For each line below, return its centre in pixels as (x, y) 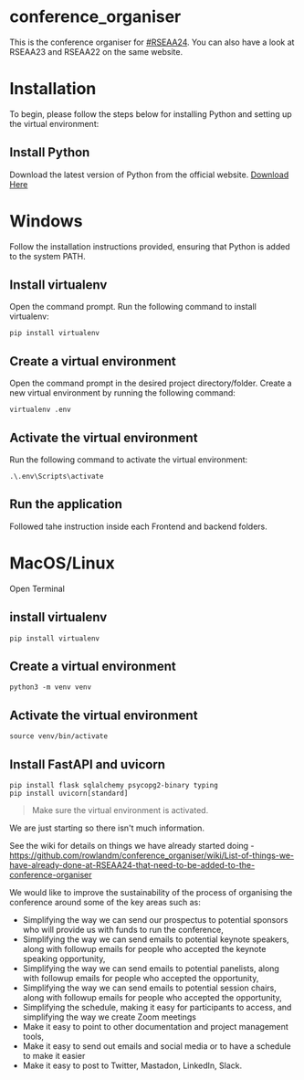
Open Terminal (37, 588)
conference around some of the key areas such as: (105, 903)
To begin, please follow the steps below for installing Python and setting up (151, 114)
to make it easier (54, 1056)
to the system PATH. (48, 256)
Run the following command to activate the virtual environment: (129, 460)
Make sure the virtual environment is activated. (120, 810)
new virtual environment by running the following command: (122, 393)
